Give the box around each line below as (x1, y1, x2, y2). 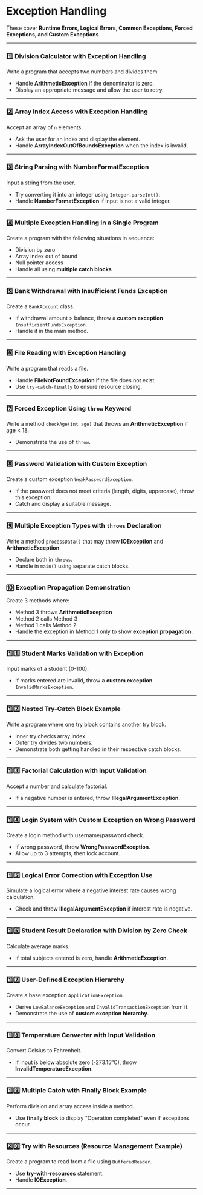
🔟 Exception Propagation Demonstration (6, 583, 130, 591)
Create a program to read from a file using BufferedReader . (6, 1157, 152, 1165)
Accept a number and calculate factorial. (6, 783, 108, 790)
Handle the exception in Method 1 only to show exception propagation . (14, 628, 193, 635)
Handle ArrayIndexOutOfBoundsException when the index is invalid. (14, 141, 188, 149)
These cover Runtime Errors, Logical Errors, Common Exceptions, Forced (6, 24, 193, 32)
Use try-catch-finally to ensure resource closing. (14, 383, 143, 390)
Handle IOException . (14, 1176, 68, 1183)
